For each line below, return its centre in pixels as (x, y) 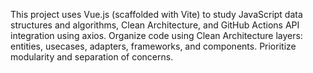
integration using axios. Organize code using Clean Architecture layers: (156, 35)
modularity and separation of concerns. (92, 57)
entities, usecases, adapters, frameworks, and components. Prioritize (153, 46)
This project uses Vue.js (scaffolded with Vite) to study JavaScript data (156, 14)
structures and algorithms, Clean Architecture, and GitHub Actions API (155, 25)
